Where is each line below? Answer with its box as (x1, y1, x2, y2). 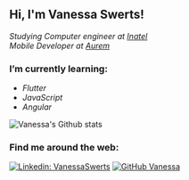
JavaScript (21, 93, 63, 103)
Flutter (21, 83, 47, 94)
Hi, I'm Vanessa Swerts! (9, 7, 144, 22)
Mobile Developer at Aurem (9, 40, 111, 51)
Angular (21, 102, 52, 112)
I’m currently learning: (9, 62, 109, 75)
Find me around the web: (9, 142, 119, 154)
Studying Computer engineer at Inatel (9, 30, 148, 41)
